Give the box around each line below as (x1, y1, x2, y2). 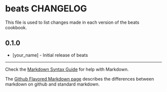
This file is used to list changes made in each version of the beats (5, 19, 140, 25)
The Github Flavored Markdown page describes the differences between (5, 76, 154, 82)
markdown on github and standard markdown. (5, 81, 100, 87)
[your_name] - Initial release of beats (12, 52, 88, 58)
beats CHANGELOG (5, 3, 87, 14)
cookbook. (5, 24, 27, 30)
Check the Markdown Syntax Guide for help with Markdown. (5, 66, 129, 72)
